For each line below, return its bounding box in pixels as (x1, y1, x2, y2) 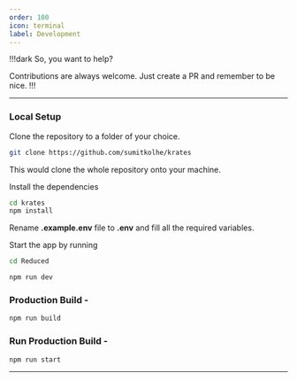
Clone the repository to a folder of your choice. (9, 130, 180, 142)
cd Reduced (9, 257, 49, 266)
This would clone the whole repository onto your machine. (9, 164, 221, 175)
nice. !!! (9, 81, 36, 91)
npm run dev (9, 273, 53, 282)
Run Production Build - (9, 335, 109, 347)
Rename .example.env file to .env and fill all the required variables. (9, 222, 255, 233)
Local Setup (9, 111, 62, 123)
